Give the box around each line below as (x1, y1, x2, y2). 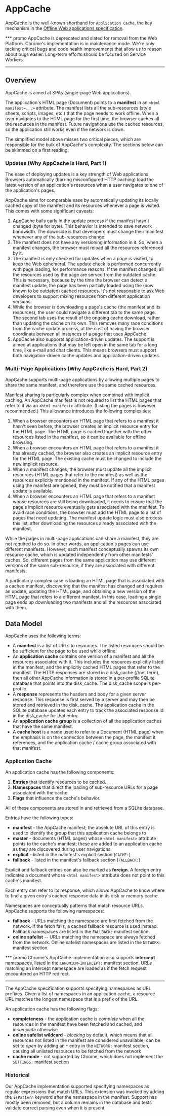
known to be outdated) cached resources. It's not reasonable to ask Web (12, 288, 165, 294)
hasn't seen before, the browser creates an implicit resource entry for (12, 423, 158, 429)
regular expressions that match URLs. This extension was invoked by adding (5, 1089, 164, 1095)
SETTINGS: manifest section (12, 1059, 69, 1065)
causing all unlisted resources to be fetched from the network (12, 1048, 142, 1054)
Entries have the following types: (5, 815, 73, 821)
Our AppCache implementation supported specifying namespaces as (5, 1083, 149, 1089)
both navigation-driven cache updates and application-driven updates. (12, 353, 160, 359)
